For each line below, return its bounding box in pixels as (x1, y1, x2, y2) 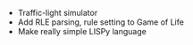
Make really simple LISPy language (17, 26, 147, 36)
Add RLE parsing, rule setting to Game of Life (17, 17, 185, 27)
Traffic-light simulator (17, 8, 98, 18)
